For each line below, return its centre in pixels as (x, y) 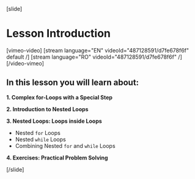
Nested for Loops (38, 133)
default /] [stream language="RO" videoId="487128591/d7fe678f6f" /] (94, 57)
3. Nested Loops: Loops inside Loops (54, 121)
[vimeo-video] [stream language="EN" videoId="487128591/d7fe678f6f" (98, 50)
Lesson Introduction (59, 34)
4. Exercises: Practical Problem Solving (57, 158)
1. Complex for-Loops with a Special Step (60, 97)
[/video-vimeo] (25, 63)
